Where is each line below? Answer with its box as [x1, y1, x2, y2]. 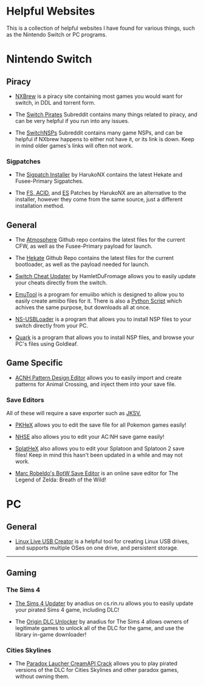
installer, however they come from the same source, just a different [15, 196, 183, 203]
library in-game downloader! [15, 631, 87, 638]
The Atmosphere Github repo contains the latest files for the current [15, 236, 185, 243]
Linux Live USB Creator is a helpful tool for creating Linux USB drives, [15, 537, 189, 545]
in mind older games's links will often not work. [15, 142, 133, 149]
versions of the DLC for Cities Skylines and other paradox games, [15, 667, 179, 674]
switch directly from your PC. [15, 322, 89, 329]
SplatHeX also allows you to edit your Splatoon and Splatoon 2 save [15, 445, 185, 452]
